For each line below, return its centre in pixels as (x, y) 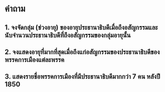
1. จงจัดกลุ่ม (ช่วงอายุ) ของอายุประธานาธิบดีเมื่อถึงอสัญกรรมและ (81, 27)
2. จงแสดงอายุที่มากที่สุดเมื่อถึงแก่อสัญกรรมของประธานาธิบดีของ (82, 52)
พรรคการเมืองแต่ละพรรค (35, 59)
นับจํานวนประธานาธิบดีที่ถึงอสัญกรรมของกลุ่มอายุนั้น (68, 35)
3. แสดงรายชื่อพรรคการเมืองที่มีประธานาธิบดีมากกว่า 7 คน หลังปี (82, 77)
